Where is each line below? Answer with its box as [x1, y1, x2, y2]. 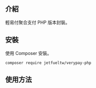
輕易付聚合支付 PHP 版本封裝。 [5, 19, 70, 25]
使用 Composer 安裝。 [5, 50, 52, 56]
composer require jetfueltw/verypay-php [5, 60, 92, 65]
